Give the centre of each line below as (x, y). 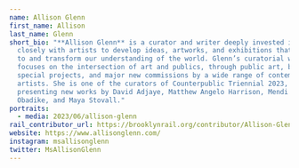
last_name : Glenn (41, 34)
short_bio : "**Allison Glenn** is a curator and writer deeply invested (147, 42)
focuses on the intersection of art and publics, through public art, (151, 68)
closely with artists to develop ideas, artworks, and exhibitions (145, 51)
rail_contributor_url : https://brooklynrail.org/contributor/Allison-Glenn (153, 125)
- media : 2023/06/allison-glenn (77, 116)
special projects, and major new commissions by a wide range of (141, 76)
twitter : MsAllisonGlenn (55, 149)
